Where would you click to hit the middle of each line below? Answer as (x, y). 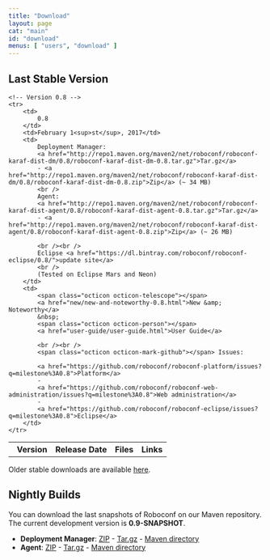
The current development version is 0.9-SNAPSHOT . (97, 523)
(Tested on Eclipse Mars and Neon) (97, 274)
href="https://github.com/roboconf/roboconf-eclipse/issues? (153, 409)
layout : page (30, 23)
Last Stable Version (59, 79)
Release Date (81, 449)
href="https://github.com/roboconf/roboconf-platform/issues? (155, 366)
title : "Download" (39, 16)
